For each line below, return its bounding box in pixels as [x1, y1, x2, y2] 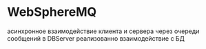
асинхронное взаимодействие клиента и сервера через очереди [7, 27, 200, 35]
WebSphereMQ [7, 4, 97, 20]
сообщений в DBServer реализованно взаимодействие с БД [7, 34, 185, 42]
